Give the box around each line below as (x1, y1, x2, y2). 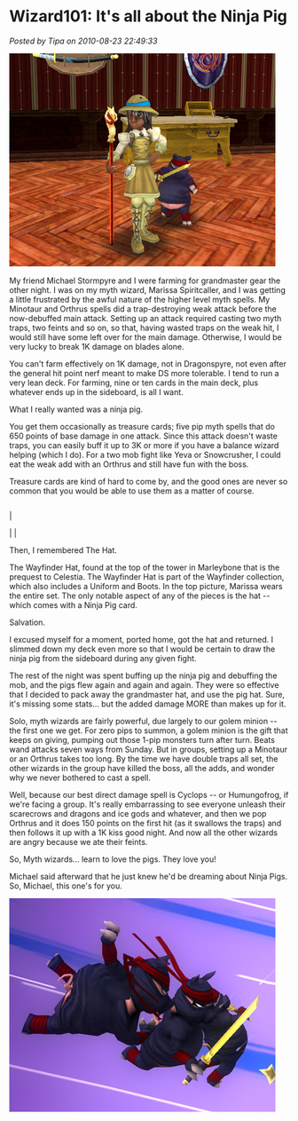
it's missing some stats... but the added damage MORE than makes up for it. (9, 699, 286, 709)
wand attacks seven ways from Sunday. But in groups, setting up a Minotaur (9, 744, 288, 754)
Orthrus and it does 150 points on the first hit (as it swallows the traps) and (9, 817, 282, 828)
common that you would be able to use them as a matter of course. (9, 486, 255, 496)
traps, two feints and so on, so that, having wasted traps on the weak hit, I (9, 322, 279, 333)
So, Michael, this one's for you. (9, 880, 122, 891)
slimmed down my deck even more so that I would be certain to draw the (9, 643, 276, 654)
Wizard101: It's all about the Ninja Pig (9, 6, 288, 27)
